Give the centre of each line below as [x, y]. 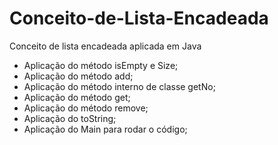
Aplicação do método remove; [86, 108]
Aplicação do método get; [77, 97]
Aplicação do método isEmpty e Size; [101, 65]
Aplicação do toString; [70, 118]
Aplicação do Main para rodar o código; [105, 129]
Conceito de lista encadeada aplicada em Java [105, 46]
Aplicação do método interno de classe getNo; [119, 86]
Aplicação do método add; [78, 76]
